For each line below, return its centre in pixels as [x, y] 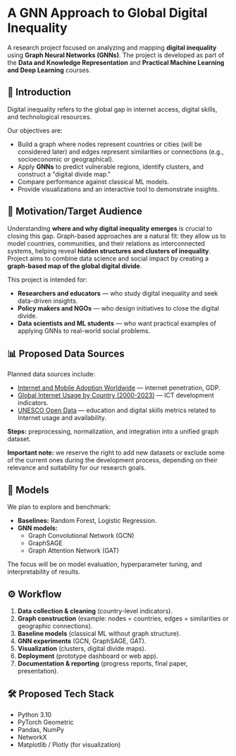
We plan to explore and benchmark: [59, 507]
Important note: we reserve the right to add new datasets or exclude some [116, 452]
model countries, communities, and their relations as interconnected [106, 243]
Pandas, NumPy [41, 729]
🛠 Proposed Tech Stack [61, 694]
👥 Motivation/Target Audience [75, 211]
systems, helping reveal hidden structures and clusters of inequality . [109, 251]
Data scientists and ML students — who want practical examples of [117, 323]
